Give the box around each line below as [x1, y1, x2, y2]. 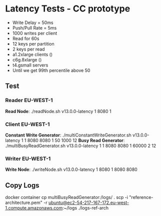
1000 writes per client [12, 30, 57, 36]
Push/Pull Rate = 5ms [12, 24, 57, 30]
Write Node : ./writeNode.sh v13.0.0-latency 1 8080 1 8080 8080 [5, 166, 137, 172]
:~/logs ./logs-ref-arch [62, 205, 109, 211]
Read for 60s [12, 35, 39, 41]
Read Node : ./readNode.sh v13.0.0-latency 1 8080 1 [5, 108, 111, 114]
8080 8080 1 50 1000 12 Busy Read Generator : [27, 137, 125, 143]
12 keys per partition [12, 40, 55, 46]
